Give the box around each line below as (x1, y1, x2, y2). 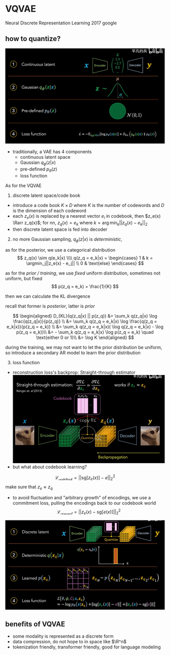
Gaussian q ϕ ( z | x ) (20, 159, 56, 167)
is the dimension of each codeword (12, 208, 87, 214)
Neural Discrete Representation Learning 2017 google (5, 20, 117, 26)
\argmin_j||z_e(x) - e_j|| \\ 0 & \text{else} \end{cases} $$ (26, 260, 144, 266)
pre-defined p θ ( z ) (20, 166, 57, 174)
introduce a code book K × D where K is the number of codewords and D (12, 202, 164, 209)
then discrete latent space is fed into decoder (12, 226, 108, 232)
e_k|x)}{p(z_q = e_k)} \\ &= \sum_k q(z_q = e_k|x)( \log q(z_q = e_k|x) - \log (7, 324, 163, 330)
